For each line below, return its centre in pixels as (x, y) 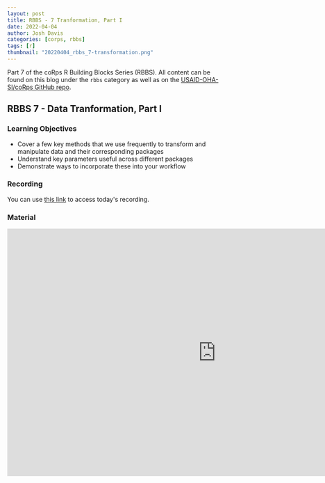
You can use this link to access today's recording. (78, 199)
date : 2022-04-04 (32, 26)
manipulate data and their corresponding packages (91, 151)
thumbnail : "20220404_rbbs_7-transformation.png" (81, 53)
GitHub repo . (53, 87)
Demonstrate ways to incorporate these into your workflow (101, 166)
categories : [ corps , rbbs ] (46, 40)
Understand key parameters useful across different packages (105, 159)
